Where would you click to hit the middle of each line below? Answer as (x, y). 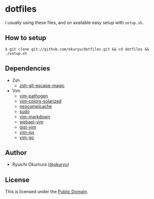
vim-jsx (27, 132)
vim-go (27, 137)
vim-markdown (35, 116)
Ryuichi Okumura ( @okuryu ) (40, 164)
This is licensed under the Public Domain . (47, 192)
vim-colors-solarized (40, 101)
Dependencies (28, 69)
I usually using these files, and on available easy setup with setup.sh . (74, 22)
